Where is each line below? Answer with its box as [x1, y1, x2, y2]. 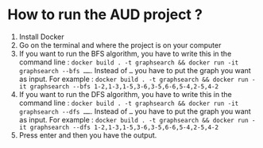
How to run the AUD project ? [7, 6, 203, 24]
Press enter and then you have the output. [18, 130, 157, 140]
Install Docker [18, 32, 64, 41]
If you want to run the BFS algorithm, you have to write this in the [18, 49, 232, 58]
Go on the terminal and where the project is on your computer [18, 40, 222, 49]
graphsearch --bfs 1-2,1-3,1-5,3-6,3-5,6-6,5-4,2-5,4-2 [29, 82, 219, 91]
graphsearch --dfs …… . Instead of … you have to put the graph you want [18, 106, 251, 116]
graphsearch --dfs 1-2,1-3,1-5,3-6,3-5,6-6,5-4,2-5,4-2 [29, 123, 219, 131]
